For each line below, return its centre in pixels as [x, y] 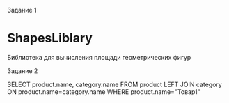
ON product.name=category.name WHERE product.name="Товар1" [104, 92]
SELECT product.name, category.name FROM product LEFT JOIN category [115, 84]
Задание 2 [23, 71]
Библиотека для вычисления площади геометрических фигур [99, 57]
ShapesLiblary [50, 38]
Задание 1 [22, 10]
